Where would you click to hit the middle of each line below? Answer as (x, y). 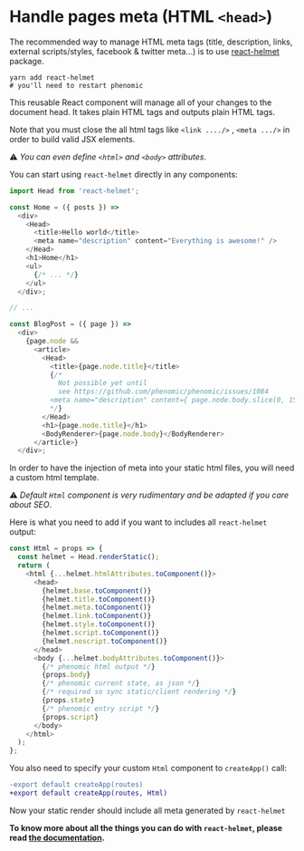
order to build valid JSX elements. (72, 139)
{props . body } (66, 675)
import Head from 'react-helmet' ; (75, 191)
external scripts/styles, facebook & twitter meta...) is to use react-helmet (145, 51)
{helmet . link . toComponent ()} (97, 616)
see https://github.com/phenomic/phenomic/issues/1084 (163, 392)
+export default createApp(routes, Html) (89, 793)
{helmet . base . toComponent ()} (97, 591)
